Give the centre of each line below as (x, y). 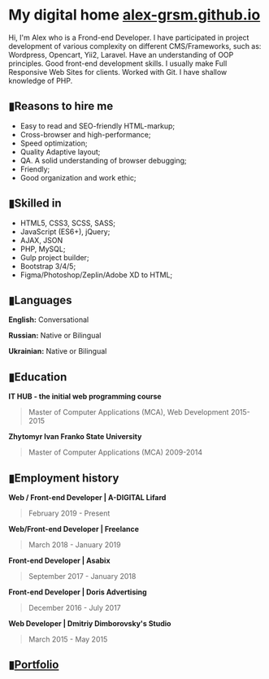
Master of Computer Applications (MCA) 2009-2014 (115, 452)
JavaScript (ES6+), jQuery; (65, 231)
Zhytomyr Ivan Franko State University (75, 437)
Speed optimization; (54, 143)
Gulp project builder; (54, 257)
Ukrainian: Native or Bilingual (58, 351)
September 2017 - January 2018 (82, 576)
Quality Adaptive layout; (60, 151)
